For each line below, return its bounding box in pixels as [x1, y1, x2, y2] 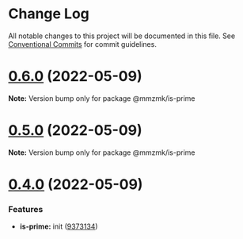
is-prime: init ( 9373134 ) [19, 222, 98, 231]
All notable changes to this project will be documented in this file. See [8, 31, 236, 40]
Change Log [8, 5, 89, 23]
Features [8, 203, 44, 214]
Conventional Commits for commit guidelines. [8, 39, 157, 48]
